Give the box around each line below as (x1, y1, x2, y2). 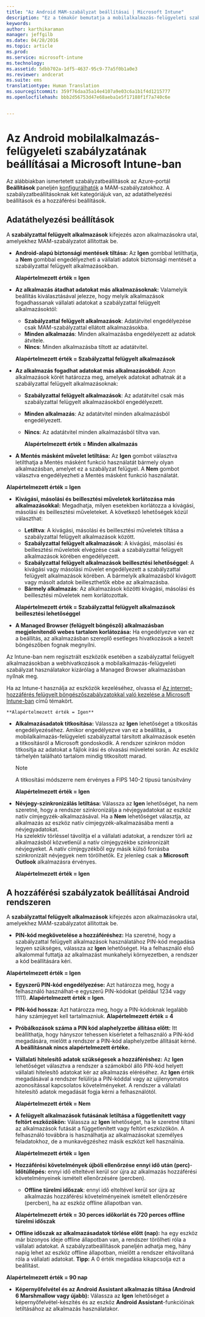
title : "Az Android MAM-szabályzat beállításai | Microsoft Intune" (6, 9, 184, 15)
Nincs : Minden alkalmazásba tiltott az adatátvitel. (24, 343, 148, 350)
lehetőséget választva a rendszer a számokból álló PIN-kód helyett (15, 1062, 184, 1069)
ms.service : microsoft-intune (6, 54, 84, 61)
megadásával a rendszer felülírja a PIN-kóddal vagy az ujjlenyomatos (15, 1075, 189, 1082)
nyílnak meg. (6, 672, 38, 680)
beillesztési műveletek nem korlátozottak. (24, 591, 129, 599)
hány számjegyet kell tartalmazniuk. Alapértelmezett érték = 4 (15, 1013, 174, 1020)
